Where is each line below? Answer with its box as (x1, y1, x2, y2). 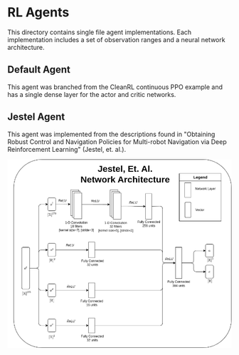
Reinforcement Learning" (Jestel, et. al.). (7, 145, 127, 153)
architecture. (7, 43, 45, 51)
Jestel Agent (7, 111, 65, 123)
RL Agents (7, 4, 70, 21)
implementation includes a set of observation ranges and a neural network (7, 35, 225, 43)
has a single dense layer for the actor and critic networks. (7, 90, 176, 98)
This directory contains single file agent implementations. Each (7, 28, 192, 36)
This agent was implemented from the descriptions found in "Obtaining (7, 130, 216, 138)
